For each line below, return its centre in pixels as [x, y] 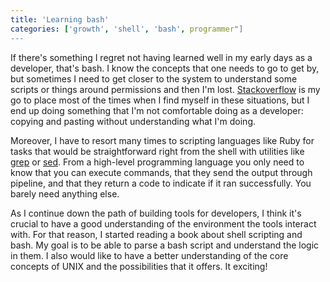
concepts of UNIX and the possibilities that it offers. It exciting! [139, 266]
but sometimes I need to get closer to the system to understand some [154, 78]
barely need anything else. [65, 193]
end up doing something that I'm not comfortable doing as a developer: [157, 110]
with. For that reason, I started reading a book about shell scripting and [156, 234]
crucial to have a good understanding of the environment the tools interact [163, 223]
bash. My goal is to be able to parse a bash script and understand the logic [165, 245]
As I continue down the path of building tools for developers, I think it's [156, 213]
